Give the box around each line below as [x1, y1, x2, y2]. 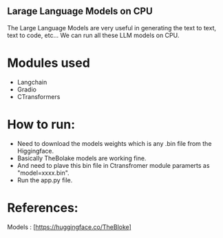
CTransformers [17, 92, 61, 100]
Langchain [17, 78, 47, 86]
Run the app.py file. [17, 175, 73, 184]
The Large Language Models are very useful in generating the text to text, [7, 23, 217, 32]
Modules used [7, 55, 91, 71]
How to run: [7, 116, 76, 132]
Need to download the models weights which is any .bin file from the [17, 139, 212, 147]
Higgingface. [17, 147, 54, 155]
